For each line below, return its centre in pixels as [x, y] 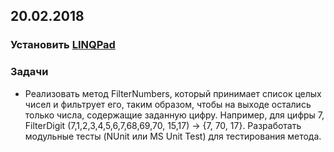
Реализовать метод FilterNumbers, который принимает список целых [173, 93]
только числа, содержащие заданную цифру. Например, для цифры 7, [174, 115]
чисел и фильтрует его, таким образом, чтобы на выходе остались [168, 104]
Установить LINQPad [63, 45]
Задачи [29, 72]
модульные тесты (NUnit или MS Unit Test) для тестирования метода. [173, 136]
